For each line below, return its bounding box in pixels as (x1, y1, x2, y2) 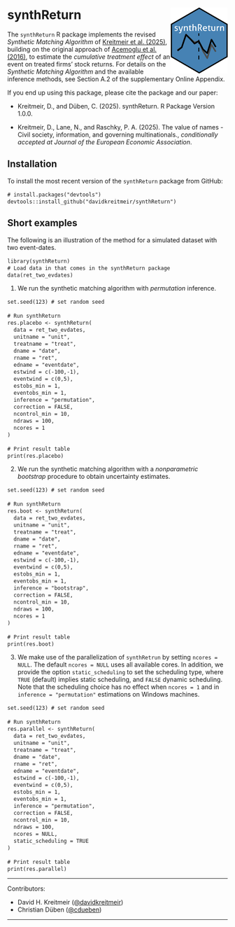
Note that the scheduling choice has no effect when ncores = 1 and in (17, 683, 220, 691)
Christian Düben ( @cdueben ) (17, 905, 102, 914)
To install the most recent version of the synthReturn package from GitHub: (7, 176, 224, 185)
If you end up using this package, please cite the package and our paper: (7, 88, 218, 97)
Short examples (7, 217, 78, 229)
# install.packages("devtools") (7, 191, 101, 198)
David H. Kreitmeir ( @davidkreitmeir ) (17, 898, 124, 906)
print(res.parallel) (7, 865, 68, 872)
